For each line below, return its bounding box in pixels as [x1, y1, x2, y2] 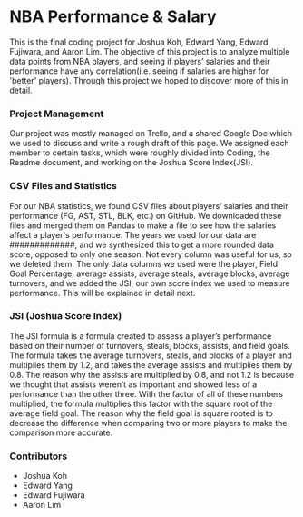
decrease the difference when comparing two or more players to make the [9, 417, 288, 428]
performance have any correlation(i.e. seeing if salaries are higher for [9, 65, 269, 76]
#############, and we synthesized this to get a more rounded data [9, 239, 275, 250]
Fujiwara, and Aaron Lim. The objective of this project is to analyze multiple [9, 45, 290, 56]
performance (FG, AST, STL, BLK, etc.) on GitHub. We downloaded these [9, 210, 282, 221]
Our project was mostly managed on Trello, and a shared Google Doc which [9, 128, 293, 139]
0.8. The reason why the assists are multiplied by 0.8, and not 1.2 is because [9, 369, 295, 380]
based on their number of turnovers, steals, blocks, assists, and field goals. [9, 340, 290, 351]
